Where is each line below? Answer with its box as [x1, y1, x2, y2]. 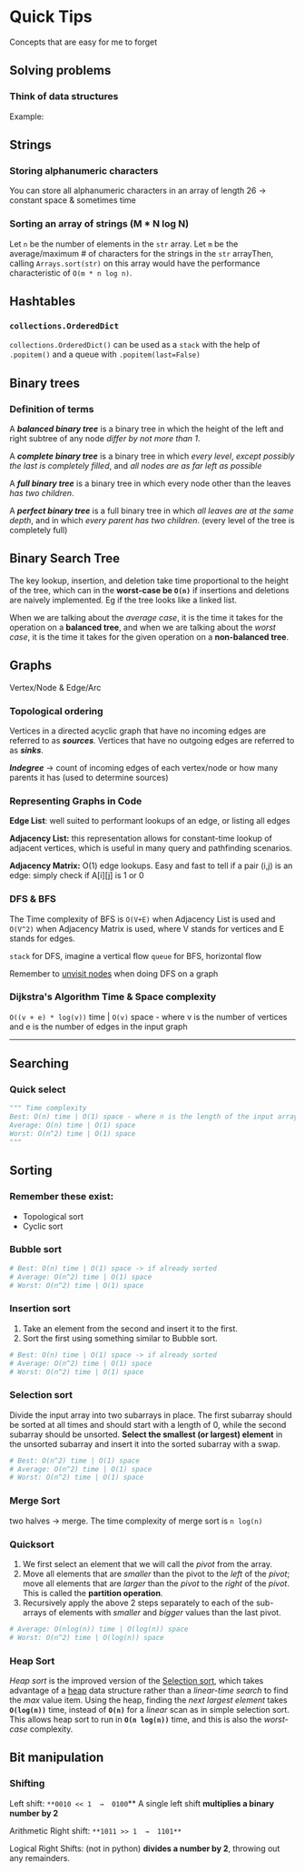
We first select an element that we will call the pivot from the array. [22, 1558, 272, 1569]
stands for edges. [9, 933, 75, 944]
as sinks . [9, 744, 44, 755]
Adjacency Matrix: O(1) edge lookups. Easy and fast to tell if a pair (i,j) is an [9, 860, 293, 871]
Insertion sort [9, 1302, 71, 1315]
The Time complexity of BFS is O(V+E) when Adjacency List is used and [9, 913, 276, 925]
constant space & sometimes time [9, 195, 136, 206]
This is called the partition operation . [22, 1587, 163, 1598]
